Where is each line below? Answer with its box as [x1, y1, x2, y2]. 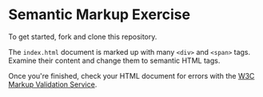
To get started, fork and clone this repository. [8, 32, 157, 41]
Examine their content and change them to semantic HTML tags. [8, 56, 221, 65]
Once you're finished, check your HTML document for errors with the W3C [8, 71, 255, 80]
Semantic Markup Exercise [8, 6, 190, 24]
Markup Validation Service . [8, 80, 98, 89]
